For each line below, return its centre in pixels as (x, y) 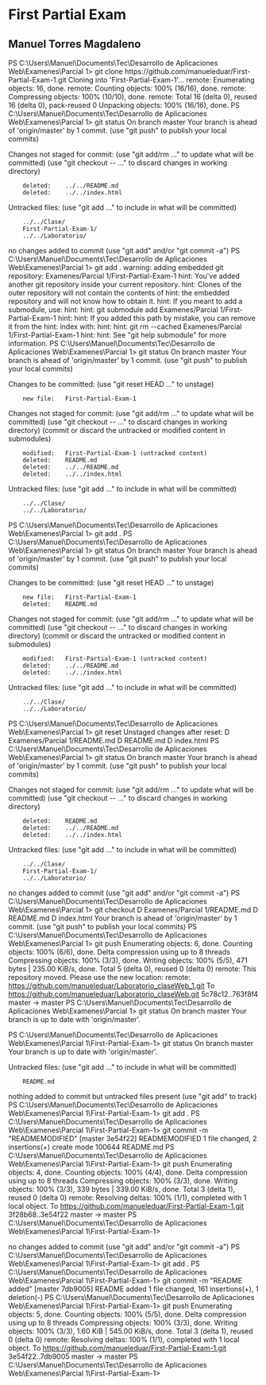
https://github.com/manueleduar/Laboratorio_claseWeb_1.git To (112, 986)
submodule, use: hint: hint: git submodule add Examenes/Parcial (113, 310)
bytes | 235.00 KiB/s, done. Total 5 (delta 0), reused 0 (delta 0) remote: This (132, 969)
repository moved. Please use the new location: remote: (99, 977)
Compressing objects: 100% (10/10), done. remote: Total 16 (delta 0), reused (133, 96)
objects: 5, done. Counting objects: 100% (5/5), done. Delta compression (127, 1314)
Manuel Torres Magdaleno (75, 44)
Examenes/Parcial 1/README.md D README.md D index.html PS (114, 741)
